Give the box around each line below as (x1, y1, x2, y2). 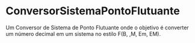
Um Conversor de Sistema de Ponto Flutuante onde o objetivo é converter (5, 24, 189, 31)
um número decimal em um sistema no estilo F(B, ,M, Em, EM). (5, 30, 161, 37)
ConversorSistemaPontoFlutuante (5, 4, 180, 18)
